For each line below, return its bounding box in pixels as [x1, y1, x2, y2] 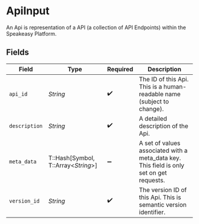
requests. [139, 176, 165, 184]
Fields [6, 48, 30, 58]
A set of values [139, 138, 181, 147]
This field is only [139, 161, 185, 169]
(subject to [139, 97, 169, 105]
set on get [139, 168, 167, 176]
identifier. [139, 208, 166, 216]
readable [139, 90, 164, 98]
